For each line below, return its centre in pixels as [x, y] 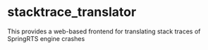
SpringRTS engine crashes [46, 38]
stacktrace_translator [72, 12]
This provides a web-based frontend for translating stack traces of [104, 31]
